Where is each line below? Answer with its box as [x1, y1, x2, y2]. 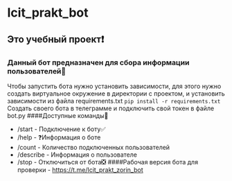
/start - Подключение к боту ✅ [17, 125, 106, 133]
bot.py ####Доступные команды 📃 [7, 111, 109, 119]
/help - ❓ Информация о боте [17, 133, 101, 141]
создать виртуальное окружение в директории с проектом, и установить [7, 89, 225, 98]
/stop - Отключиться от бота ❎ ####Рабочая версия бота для [17, 157, 199, 166]
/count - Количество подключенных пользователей [17, 143, 170, 151]
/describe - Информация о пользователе [17, 150, 137, 159]
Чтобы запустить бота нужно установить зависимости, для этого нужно [7, 82, 222, 90]
